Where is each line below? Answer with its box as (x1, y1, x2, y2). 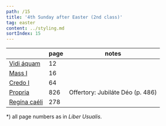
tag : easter (6, 20, 35, 25)
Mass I (9, 69, 28, 77)
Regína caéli (9, 98, 43, 106)
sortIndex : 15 (6, 31, 41, 37)
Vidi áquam (9, 60, 41, 68)
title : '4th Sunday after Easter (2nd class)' (6, 14, 123, 20)
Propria (9, 88, 30, 96)
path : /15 (6, 8, 31, 15)
